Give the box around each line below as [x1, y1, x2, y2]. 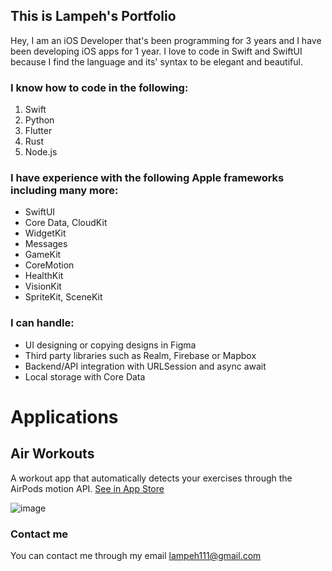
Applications [10, 405, 119, 428]
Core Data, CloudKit [24, 217, 108, 229]
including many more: [10, 184, 119, 198]
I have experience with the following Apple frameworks [10, 171, 285, 185]
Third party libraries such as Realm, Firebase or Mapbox [24, 349, 257, 361]
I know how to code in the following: [10, 80, 189, 94]
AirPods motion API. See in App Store [10, 482, 165, 494]
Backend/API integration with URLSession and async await [24, 360, 267, 372]
